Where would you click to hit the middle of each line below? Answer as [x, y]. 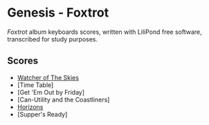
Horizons [30, 107]
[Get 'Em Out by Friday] [51, 92]
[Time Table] [35, 85]
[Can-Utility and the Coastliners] [63, 99]
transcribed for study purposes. [53, 39]
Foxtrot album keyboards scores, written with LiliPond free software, [104, 32]
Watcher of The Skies [48, 77]
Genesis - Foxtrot [58, 13]
